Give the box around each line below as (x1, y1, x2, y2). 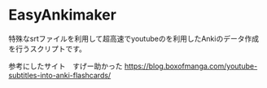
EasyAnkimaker (8, 6, 116, 24)
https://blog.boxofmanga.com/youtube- (124, 61, 258, 71)
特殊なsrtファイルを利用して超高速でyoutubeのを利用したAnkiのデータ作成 (8, 33, 259, 43)
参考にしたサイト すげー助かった (8, 61, 123, 71)
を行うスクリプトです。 (8, 43, 87, 54)
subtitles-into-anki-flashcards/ (8, 70, 112, 80)
